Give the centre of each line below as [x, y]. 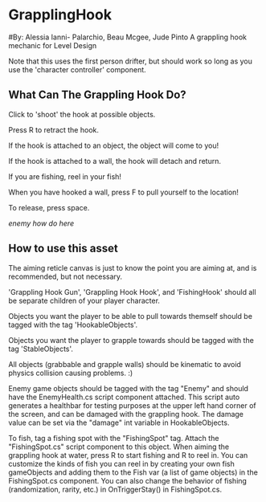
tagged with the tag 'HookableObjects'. [73, 324]
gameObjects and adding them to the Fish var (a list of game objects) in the [133, 472]
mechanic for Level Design [53, 45]
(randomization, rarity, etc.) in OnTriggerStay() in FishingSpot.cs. [115, 489]
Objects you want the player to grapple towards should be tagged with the [131, 340]
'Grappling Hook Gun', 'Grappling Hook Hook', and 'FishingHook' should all [132, 292]
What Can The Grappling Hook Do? [97, 95]
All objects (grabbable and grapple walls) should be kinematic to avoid [125, 364]
